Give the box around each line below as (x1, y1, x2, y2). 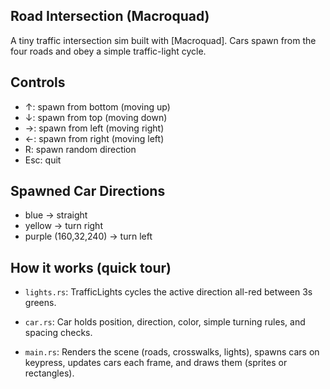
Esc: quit (24, 154, 62, 166)
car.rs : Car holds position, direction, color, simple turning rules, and (24, 316, 306, 328)
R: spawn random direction (24, 143, 137, 155)
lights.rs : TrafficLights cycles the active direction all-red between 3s (24, 286, 313, 298)
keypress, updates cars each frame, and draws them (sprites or (24, 357, 288, 369)
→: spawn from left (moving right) (24, 122, 165, 134)
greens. (24, 297, 57, 309)
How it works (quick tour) (10, 259, 172, 276)
